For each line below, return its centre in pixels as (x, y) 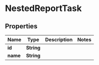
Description (59, 40)
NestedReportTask (43, 8)
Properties (21, 26)
